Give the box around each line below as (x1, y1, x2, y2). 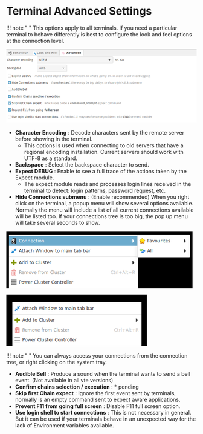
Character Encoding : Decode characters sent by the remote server (14, 129, 185, 136)
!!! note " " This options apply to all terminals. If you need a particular (6, 24, 178, 32)
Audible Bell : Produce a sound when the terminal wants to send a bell (14, 370, 190, 377)
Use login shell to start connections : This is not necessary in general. (14, 409, 192, 416)
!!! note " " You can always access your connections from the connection (6, 352, 188, 359)
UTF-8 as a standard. (24, 155, 77, 162)
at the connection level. (6, 37, 65, 44)
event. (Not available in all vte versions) (14, 376, 114, 384)
